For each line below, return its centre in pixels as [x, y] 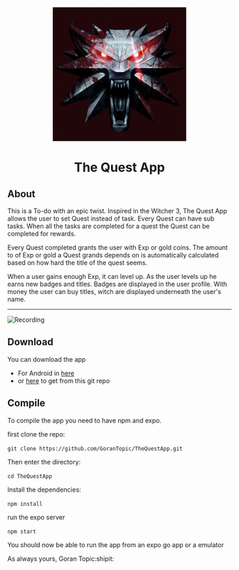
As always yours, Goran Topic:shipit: [61, 559]
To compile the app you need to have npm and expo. [85, 420]
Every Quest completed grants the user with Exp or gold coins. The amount [118, 248]
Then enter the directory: [44, 462]
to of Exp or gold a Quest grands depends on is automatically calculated [113, 255]
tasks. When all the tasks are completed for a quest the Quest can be [108, 226]
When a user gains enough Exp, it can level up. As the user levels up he [112, 276]
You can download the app [47, 359]
